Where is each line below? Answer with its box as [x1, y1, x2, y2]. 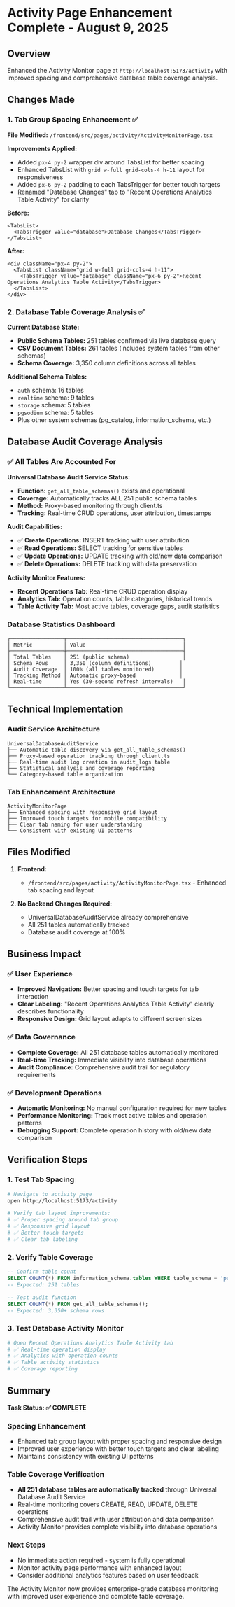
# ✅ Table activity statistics [7, 1359, 100, 1366]
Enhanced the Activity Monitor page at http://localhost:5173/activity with [7, 66, 228, 74]
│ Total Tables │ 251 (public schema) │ [7, 653, 187, 661]
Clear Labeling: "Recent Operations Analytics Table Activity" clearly [17, 999, 215, 1009]
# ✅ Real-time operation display [7, 1346, 106, 1353]
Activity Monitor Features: [7, 573, 85, 582]
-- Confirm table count [7, 1268, 77, 1275]
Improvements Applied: [7, 144, 78, 153]
